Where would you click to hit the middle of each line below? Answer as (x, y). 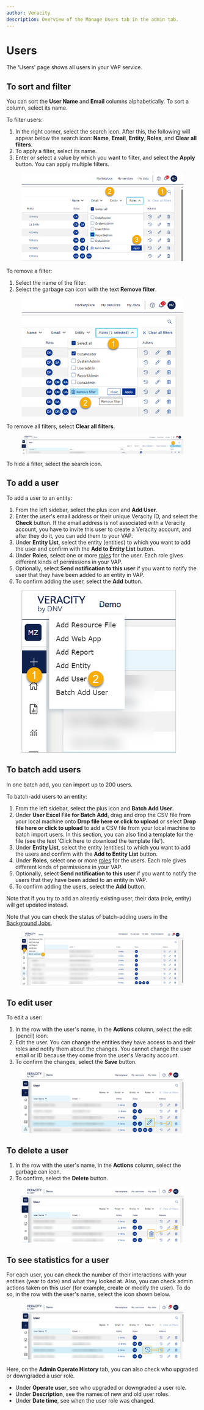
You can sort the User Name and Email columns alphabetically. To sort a (98, 102)
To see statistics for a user (58, 1260)
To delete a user (38, 1151)
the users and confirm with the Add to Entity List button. (86, 854)
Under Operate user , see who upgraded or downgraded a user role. (101, 1387)
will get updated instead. (37, 905)
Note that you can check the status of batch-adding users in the (87, 916)
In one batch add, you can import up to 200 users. (70, 785)
